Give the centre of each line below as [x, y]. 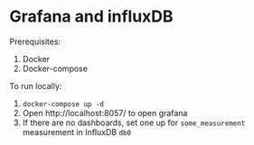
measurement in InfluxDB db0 [77, 131]
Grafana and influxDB [91, 17]
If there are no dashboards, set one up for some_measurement [134, 122]
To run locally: [36, 86]
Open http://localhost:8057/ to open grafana [105, 113]
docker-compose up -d [63, 104]
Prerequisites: [35, 41]
